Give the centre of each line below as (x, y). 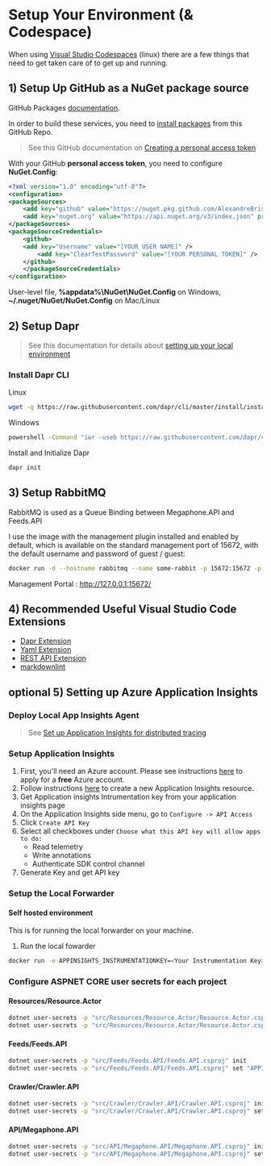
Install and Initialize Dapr (49, 453)
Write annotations (61, 855)
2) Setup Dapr (44, 326)
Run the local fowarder (58, 947)
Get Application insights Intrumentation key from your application (128, 797)
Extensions (37, 622)
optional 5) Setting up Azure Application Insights (133, 692)
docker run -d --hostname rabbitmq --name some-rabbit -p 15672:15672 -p (135, 568)
